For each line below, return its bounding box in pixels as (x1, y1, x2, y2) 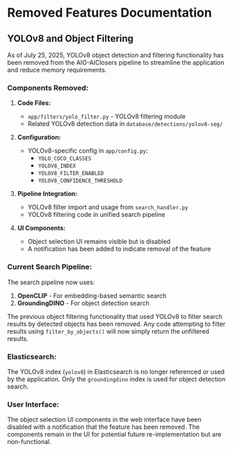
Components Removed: (7, 83, 89, 92)
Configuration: (17, 133, 61, 142)
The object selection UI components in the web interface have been (7, 416, 202, 424)
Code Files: (17, 99, 51, 107)
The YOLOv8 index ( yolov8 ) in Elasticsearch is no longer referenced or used (7, 367, 225, 376)
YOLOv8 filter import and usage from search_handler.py (27, 203, 189, 211)
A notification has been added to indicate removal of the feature (27, 245, 211, 253)
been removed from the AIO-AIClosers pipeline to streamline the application (7, 58, 225, 67)
